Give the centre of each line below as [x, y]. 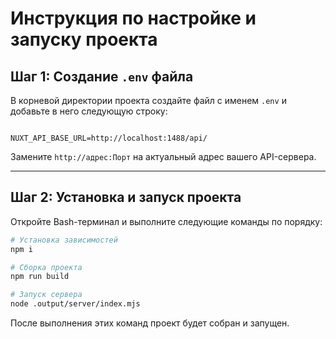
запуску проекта [84, 39]
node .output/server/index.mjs [75, 304]
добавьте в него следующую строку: [89, 111]
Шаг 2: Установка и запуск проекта [126, 197]
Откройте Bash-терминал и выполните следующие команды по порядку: [166, 221]
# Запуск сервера [46, 295]
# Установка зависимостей [64, 240]
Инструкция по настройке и [133, 18]
